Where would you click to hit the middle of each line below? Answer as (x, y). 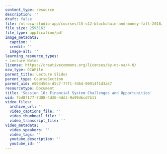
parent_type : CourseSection (34, 79)
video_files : (19, 102)
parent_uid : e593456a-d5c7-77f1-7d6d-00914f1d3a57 (59, 83)
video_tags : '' (25, 135)
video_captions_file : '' (35, 112)
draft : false (19, 19)
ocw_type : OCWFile (24, 70)
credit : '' (21, 47)
